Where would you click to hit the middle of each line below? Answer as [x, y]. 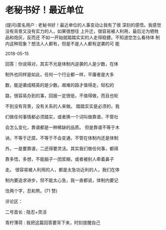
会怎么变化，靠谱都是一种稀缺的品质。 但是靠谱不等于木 [62, 127]
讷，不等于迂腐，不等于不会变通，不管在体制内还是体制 [62, 138]
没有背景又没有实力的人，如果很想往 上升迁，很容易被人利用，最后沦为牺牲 [82, 31]
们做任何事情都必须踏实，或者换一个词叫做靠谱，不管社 [62, 116]
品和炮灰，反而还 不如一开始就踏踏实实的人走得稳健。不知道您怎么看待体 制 [83, 37]
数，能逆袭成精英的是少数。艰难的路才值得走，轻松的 [60, 85]
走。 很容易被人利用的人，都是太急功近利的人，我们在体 [62, 169]
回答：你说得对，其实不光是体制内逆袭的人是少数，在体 [62, 64]
